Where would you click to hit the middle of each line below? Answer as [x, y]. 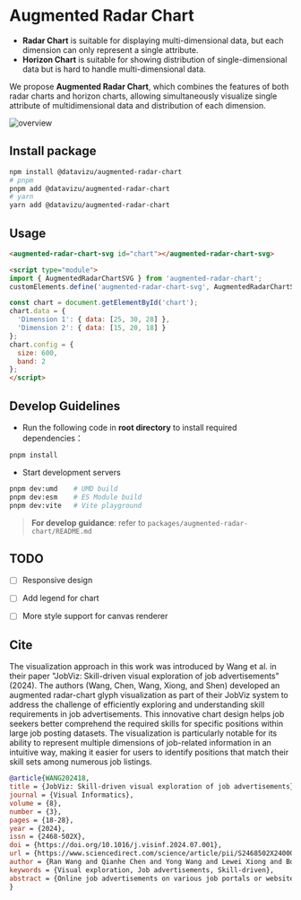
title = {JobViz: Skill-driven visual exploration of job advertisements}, [154, 787]
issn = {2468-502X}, [48, 837]
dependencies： [52, 438]
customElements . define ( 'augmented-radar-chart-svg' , [110, 287]
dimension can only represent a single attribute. [110, 49]
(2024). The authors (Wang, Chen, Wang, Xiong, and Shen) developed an [145, 686]
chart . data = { [38, 311]
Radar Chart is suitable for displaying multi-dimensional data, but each [153, 40]
